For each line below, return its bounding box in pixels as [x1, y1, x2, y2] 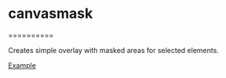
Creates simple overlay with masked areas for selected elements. [8, 45, 220, 55]
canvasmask [8, 5, 93, 23]
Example [8, 60, 37, 70]
